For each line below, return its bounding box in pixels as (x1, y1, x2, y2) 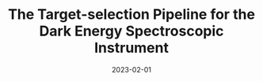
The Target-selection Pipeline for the (7, 6, 256, 24)
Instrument (94, 39, 169, 57)
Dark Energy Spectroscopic (39, 22, 224, 40)
